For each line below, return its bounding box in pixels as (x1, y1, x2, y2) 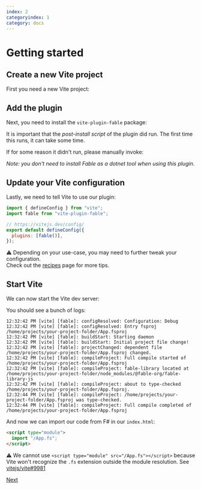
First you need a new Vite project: (6, 85, 90, 93)
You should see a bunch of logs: (6, 307, 86, 314)
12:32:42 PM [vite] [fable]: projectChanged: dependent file (6, 344, 163, 351)
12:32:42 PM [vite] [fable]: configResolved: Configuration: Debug (6, 319, 179, 325)
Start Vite (6, 279, 43, 289)
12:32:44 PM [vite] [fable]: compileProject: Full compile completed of (6, 403, 192, 409)
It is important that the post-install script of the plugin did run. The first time (6, 130, 193, 138)
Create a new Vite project (6, 70, 103, 80)
